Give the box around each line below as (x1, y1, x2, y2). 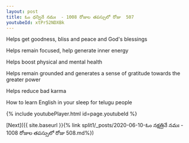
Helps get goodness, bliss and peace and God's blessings (6, 36, 148, 43)
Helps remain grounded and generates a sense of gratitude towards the (6, 70, 181, 77)
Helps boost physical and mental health (6, 58, 102, 65)
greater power (6, 76, 41, 83)
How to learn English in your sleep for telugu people (6, 99, 133, 106)
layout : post (6, 8, 38, 15)
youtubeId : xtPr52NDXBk (6, 19, 65, 25)
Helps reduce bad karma (6, 88, 67, 95)
